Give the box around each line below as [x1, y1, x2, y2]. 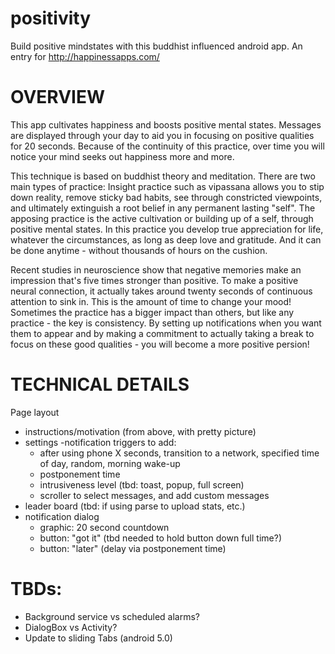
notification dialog [24, 510, 100, 522]
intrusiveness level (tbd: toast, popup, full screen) [39, 478, 245, 491]
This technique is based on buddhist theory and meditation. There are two [10, 170, 316, 182]
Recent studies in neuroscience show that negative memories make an [10, 263, 302, 276]
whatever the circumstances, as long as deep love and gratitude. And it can [10, 233, 322, 246]
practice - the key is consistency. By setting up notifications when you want [10, 317, 322, 329]
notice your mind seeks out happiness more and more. [10, 150, 235, 162]
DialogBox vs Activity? [24, 621, 118, 633]
